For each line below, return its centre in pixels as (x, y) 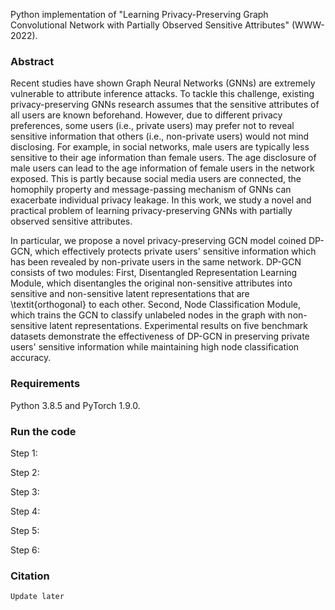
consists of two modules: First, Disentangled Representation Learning (154, 273)
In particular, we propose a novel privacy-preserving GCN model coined (158, 241)
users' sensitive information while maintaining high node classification (155, 347)
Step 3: (25, 491)
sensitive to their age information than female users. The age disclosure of (163, 158)
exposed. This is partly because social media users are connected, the (156, 179)
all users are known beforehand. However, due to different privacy (146, 115)
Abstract (32, 61)
